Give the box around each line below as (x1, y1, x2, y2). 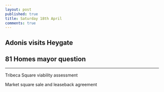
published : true (5, 12, 38, 16)
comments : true (5, 20, 36, 26)
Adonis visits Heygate (5, 38, 73, 46)
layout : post (5, 7, 32, 12)
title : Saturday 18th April (5, 16, 62, 21)
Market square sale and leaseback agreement (5, 82, 98, 88)
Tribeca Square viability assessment (5, 72, 78, 78)
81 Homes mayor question (5, 55, 86, 63)
